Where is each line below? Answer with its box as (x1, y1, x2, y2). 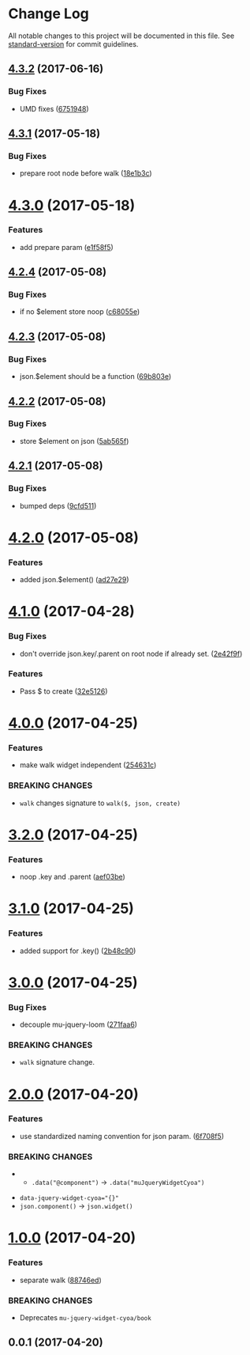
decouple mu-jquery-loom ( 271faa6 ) (19, 1020, 138, 1029)
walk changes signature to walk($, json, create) (19, 798, 181, 808)
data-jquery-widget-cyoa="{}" (19, 1194, 120, 1202)
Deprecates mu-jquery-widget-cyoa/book (19, 1312, 151, 1322)
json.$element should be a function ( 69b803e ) (19, 372, 172, 381)
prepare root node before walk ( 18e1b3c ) (19, 168, 152, 178)
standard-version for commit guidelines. (8, 39, 139, 48)
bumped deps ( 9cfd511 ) (19, 501, 97, 510)
